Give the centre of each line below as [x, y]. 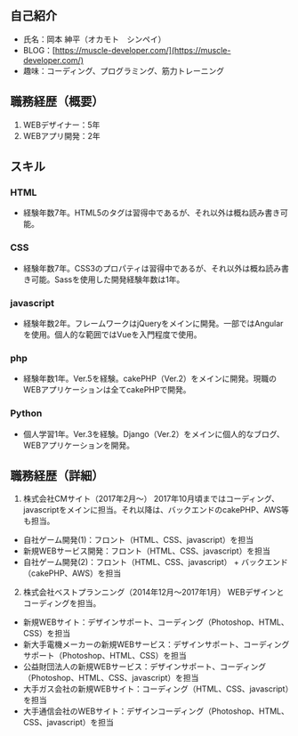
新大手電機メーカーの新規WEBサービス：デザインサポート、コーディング [156, 644]
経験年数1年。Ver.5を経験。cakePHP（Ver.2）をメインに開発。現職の [150, 379]
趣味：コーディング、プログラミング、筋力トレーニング [124, 70]
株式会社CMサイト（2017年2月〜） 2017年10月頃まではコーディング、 [151, 499]
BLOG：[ [39, 50]
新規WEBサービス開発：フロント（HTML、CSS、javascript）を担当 [146, 551]
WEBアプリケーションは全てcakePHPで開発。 [107, 390]
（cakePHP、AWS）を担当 [72, 573]
